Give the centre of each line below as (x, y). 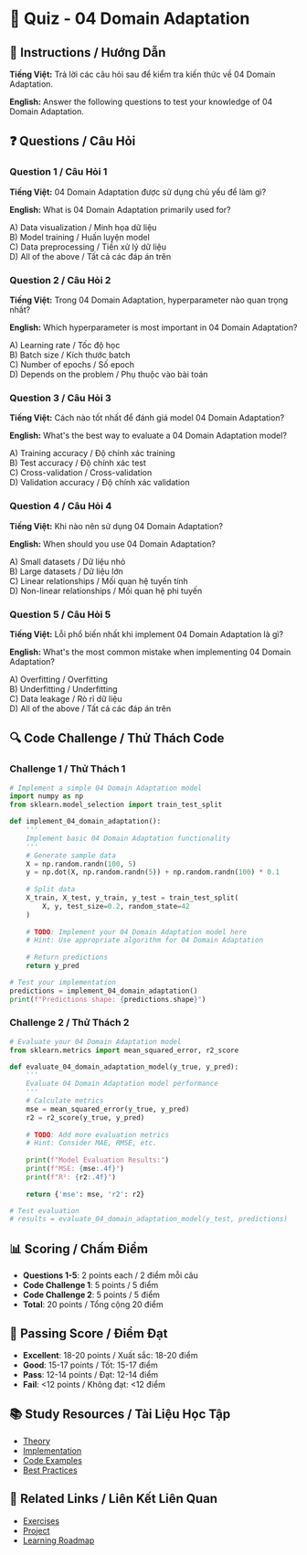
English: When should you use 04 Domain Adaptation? (113, 544)
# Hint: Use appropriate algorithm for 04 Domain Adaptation (144, 941)
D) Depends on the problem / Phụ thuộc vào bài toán (109, 374)
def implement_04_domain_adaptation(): (85, 822)
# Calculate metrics (65, 1101)
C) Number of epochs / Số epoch (72, 364)
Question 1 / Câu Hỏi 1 (58, 172)
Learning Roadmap (58, 1540)
